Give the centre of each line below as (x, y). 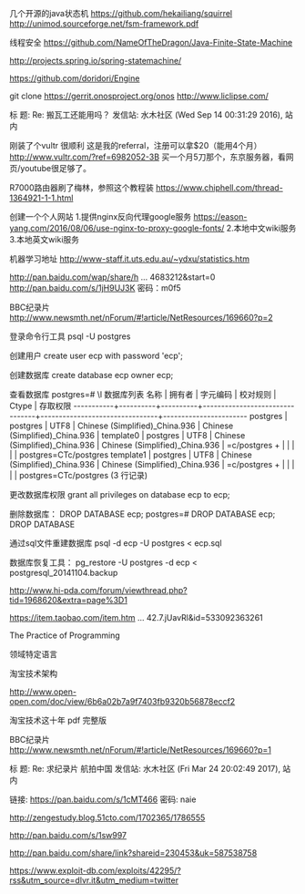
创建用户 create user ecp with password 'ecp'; (97, 355)
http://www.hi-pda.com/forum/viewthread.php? (99, 590)
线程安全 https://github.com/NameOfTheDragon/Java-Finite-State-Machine (151, 42)
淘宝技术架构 (33, 673)
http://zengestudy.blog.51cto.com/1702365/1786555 (107, 817)
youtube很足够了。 (56, 168)
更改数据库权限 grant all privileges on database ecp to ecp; (120, 494)
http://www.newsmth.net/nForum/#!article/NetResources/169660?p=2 (141, 318)
